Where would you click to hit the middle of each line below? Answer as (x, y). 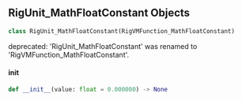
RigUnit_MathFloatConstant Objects (99, 13)
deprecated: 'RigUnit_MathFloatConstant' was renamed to (103, 46)
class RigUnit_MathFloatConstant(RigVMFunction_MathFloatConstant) (122, 31)
